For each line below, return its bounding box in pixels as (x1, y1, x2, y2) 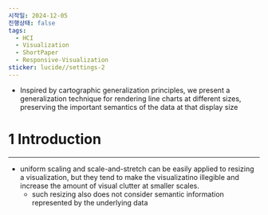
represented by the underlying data (31, 197, 148, 207)
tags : (8, 26, 26, 34)
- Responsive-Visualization (15, 57, 109, 64)
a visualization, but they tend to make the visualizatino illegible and (19, 172, 239, 182)
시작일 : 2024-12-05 (8, 11, 68, 20)
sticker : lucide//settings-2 (8, 64, 105, 72)
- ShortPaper (15, 49, 59, 57)
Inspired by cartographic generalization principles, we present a (19, 85, 231, 95)
